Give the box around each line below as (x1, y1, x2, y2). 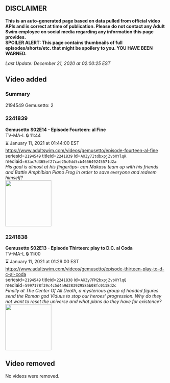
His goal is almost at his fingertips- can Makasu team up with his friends (5, 163, 159, 169)
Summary (5, 91, 31, 98)
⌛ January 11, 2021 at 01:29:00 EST (5, 259, 79, 265)
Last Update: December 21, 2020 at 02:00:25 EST (5, 60, 111, 66)
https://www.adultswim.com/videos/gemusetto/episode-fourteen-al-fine (5, 147, 158, 153)
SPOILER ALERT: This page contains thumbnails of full (5, 39, 123, 46)
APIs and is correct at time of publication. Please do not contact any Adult (5, 23, 165, 29)
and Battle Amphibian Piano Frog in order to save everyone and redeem (5, 169, 157, 175)
